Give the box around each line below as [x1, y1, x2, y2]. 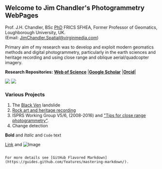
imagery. [5, 59, 23, 65]
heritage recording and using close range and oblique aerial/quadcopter [5, 54, 149, 60]
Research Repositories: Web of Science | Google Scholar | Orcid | [5, 69, 136, 75]
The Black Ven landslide [12, 102, 61, 108]
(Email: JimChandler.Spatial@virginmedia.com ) [5, 34, 99, 40]
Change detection [12, 123, 49, 129]
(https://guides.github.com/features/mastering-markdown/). [5, 160, 130, 165]
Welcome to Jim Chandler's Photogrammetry [5, 4, 145, 12]
